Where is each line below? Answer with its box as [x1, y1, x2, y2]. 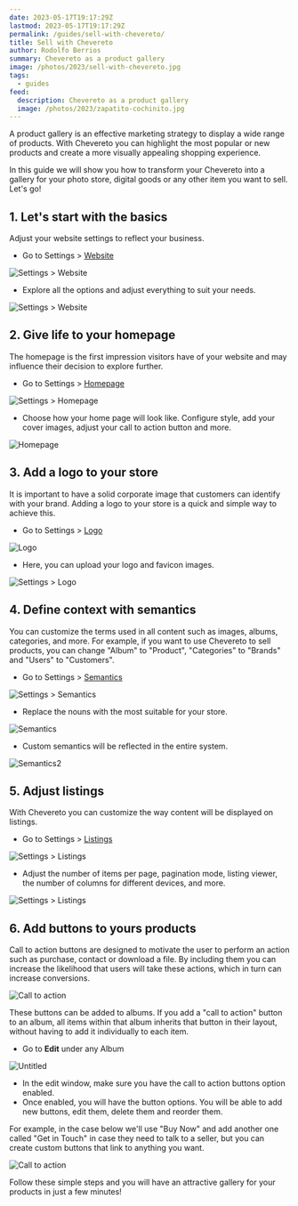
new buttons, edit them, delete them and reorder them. [21, 1106, 223, 1117]
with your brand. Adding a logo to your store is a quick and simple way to [9, 498, 278, 508]
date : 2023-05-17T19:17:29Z [9, 12, 114, 22]
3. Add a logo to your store [9, 465, 158, 481]
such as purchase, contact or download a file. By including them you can [9, 954, 277, 965]
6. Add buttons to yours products [9, 920, 197, 935]
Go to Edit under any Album [21, 1043, 125, 1055]
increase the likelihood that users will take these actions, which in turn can [9, 963, 282, 975]
